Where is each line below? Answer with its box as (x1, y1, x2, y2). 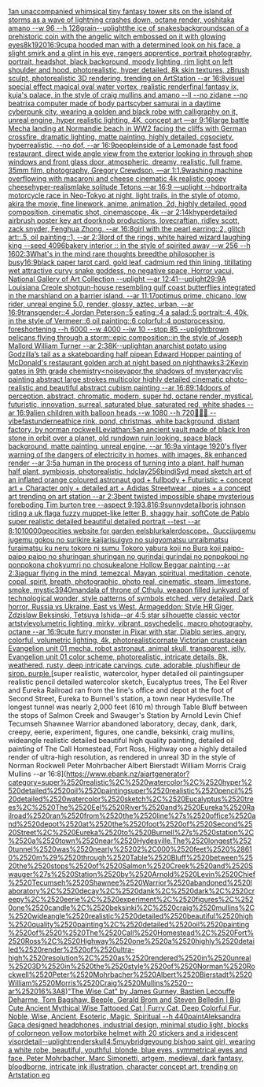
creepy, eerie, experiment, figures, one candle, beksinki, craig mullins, (8, 727, 236, 737)
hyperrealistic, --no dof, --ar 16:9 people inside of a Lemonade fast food (8, 141, 238, 150)
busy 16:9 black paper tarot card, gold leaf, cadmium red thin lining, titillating (8, 257, 252, 267)
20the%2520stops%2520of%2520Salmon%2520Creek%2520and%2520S (8, 861, 254, 871)
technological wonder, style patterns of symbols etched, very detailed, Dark (8, 593, 254, 603)
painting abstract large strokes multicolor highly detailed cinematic (8, 375, 224, 384)
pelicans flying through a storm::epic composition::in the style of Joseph (8, 333, 243, 342)
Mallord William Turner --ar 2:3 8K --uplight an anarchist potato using (8, 342, 227, 350)
